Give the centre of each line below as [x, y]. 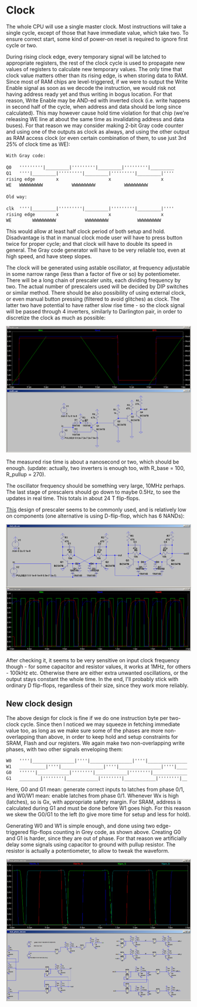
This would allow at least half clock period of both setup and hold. [86, 231]
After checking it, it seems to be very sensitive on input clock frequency [93, 660]
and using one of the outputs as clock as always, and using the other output [98, 131]
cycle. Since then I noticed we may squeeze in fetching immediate [100, 724]
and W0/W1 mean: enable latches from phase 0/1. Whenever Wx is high [92, 795]
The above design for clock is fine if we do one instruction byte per [87, 718]
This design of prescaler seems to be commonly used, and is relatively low [96, 509]
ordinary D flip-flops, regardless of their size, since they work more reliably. [97, 685]
